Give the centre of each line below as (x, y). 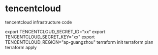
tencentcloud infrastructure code (39, 22)
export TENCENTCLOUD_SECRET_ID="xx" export (55, 31)
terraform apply (21, 47)
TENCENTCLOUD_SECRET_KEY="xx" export (50, 37)
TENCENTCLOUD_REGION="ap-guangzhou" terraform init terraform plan (79, 42)
